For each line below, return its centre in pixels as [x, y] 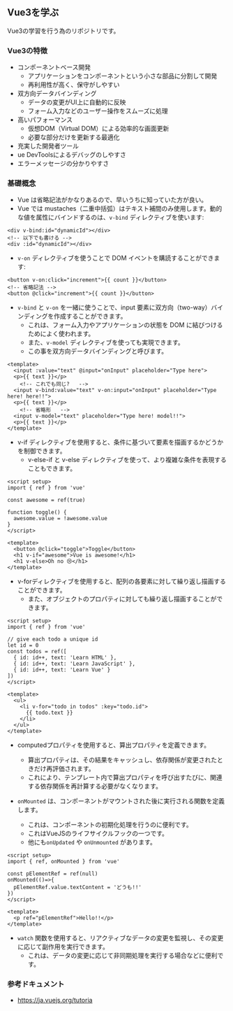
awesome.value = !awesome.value [61, 519]
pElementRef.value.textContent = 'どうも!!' [77, 888]
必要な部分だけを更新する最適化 [74, 137]
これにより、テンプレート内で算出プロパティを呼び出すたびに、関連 [125, 778]
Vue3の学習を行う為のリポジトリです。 [63, 31]
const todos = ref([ [37, 652]
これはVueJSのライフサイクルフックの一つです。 [98, 834]
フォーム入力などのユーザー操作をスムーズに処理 [98, 111]
